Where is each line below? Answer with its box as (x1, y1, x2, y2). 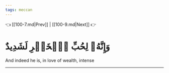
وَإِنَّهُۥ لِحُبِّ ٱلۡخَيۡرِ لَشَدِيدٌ (5, 40, 110, 52)
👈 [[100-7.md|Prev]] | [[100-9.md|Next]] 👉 (5, 21, 97, 27)
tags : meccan (5, 7, 33, 12)
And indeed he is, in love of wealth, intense (5, 57, 95, 63)
